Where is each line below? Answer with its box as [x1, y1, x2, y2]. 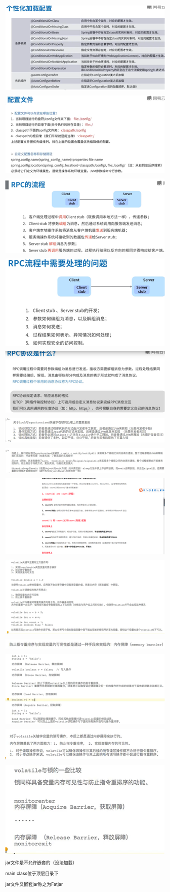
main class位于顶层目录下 [5, 870, 59, 876]
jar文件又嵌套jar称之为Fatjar [5, 881, 63, 887]
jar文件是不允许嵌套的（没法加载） [5, 859, 77, 866]
